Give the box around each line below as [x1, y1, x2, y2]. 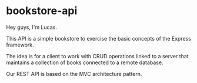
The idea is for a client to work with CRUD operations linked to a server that [6, 52, 189, 59]
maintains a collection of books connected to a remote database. [6, 59, 163, 66]
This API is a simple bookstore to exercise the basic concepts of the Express [6, 35, 191, 42]
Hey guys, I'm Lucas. [6, 24, 57, 31]
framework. [6, 41, 34, 48]
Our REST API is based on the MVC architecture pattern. [6, 70, 142, 77]
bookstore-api [6, 4, 78, 18]
